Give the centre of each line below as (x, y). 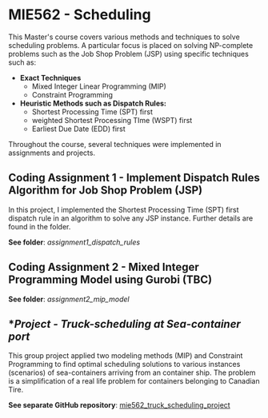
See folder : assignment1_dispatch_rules (74, 242)
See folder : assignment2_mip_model (69, 299)
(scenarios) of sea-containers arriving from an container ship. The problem (132, 372)
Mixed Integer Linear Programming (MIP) (99, 86)
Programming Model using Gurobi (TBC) (110, 280)
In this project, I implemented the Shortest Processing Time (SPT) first (124, 209)
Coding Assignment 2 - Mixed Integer (104, 267)
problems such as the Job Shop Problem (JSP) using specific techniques (129, 54)
